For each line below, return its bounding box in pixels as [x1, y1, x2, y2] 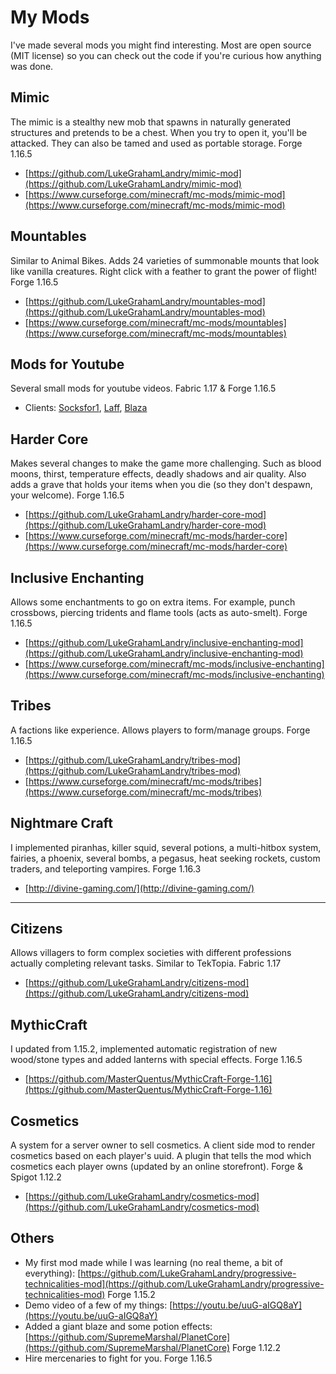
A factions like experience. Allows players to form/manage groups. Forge [10, 724, 311, 736]
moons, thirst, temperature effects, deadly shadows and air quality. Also [10, 468, 307, 480]
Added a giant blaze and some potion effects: [24, 1320, 213, 1332]
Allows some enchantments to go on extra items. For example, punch [10, 596, 296, 608]
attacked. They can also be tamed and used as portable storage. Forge [10, 137, 303, 149]
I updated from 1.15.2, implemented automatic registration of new [10, 1043, 278, 1055]
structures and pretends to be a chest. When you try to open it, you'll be [10, 126, 308, 138]
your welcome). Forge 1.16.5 [10, 489, 125, 501]
